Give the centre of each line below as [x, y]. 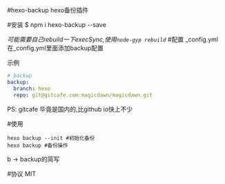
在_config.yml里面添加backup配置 [55, 48]
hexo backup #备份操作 [38, 145]
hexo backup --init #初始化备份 [51, 138]
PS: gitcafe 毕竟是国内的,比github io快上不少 [70, 109]
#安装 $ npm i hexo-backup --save [57, 25]
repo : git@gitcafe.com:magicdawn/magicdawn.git [83, 95]
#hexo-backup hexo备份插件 [48, 10]
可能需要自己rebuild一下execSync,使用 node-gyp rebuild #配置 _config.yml [113, 39]
